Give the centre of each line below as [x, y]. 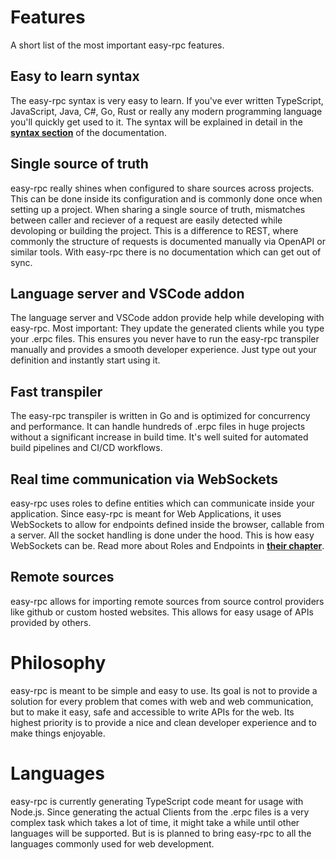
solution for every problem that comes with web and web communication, [162, 701]
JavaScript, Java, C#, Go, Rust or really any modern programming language [166, 111]
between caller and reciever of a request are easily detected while [146, 220]
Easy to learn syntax [75, 76]
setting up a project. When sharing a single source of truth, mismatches [158, 209]
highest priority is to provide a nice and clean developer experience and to [163, 722]
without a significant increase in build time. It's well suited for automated [159, 437]
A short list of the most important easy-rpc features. [117, 45]
